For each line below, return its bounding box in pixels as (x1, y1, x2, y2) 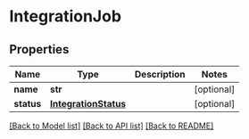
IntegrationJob (9, 6, 122, 27)
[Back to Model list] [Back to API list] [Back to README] (9, 120, 214, 131)
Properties (9, 42, 70, 57)
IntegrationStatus (49, 98, 127, 110)
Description (134, 69, 186, 80)
